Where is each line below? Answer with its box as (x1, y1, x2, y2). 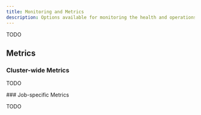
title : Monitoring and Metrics (6, 8, 84, 15)
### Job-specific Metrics (6, 91, 69, 99)
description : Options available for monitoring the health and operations (6, 14, 197, 20)
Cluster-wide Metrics (6, 66, 70, 74)
